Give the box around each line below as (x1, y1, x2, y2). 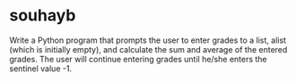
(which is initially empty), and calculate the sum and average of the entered (9, 44, 288, 54)
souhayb (9, 5, 76, 26)
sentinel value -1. (9, 63, 73, 74)
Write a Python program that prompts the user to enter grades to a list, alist (9, 35, 287, 45)
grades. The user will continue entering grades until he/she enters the (9, 53, 267, 64)
